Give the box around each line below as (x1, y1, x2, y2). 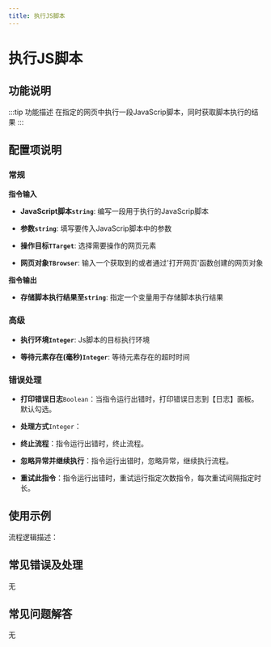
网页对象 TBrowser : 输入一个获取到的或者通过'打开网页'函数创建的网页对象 (19, 258, 264, 268)
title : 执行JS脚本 (8, 11, 66, 20)
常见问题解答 (8, 607, 73, 620)
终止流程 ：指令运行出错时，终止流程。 (19, 438, 148, 448)
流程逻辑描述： (8, 532, 58, 542)
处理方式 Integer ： (19, 421, 82, 431)
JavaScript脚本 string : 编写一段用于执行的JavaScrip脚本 (19, 206, 209, 216)
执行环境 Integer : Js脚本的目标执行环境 (19, 334, 150, 344)
